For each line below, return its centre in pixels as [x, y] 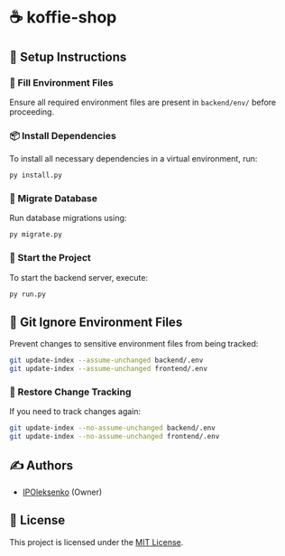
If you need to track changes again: [75, 412]
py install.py [36, 176]
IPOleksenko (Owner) [62, 492]
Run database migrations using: [68, 218]
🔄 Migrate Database [53, 198]
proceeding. [32, 111]
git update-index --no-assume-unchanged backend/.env [113, 428]
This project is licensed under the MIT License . [97, 542]
